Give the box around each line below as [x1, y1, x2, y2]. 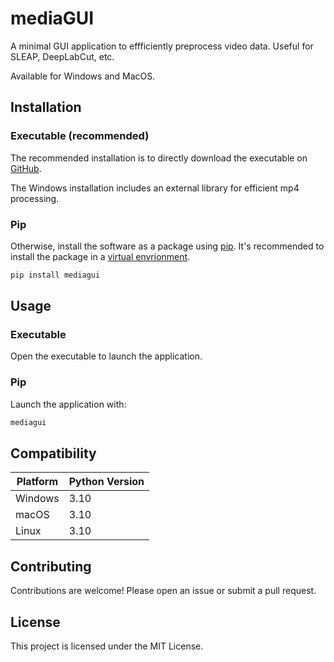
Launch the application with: [10, 398, 127, 410]
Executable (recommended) [10, 129, 150, 143]
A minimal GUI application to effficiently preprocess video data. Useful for [10, 40, 314, 52]
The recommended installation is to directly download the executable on [10, 152, 308, 164]
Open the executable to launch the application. [10, 350, 203, 362]
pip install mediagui [10, 270, 101, 280]
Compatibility [10, 445, 97, 462]
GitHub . [10, 162, 42, 174]
